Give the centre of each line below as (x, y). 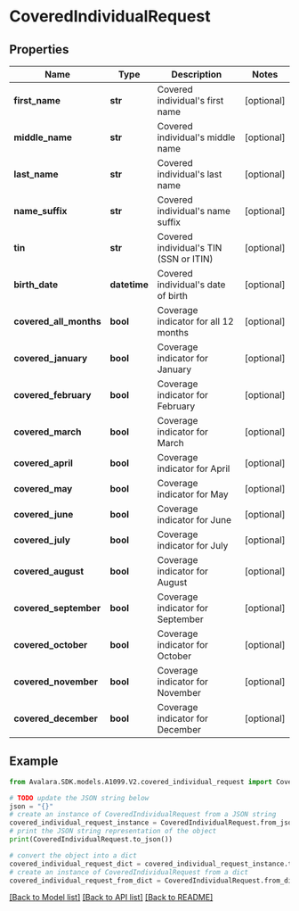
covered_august (49, 571)
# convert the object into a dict (73, 855)
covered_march (48, 432)
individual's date (191, 285)
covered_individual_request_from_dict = (85, 881)
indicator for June (194, 520)
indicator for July (193, 546)
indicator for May (193, 494)
